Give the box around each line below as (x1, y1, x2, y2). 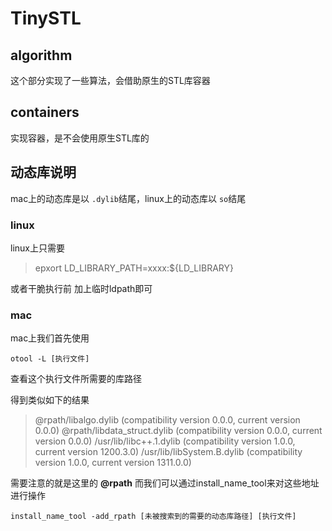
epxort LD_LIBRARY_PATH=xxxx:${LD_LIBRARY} (34, 262, 234, 274)
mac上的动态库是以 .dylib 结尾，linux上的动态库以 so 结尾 (10, 192, 247, 204)
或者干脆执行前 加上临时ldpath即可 (10, 282, 153, 294)
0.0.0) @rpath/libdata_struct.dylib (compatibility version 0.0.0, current (34, 425, 323, 437)
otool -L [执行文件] (10, 354, 90, 364)
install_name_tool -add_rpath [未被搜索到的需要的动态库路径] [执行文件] (10, 512, 297, 522)
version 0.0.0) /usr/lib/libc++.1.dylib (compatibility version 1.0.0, (34, 435, 296, 447)
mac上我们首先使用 (10, 332, 90, 344)
